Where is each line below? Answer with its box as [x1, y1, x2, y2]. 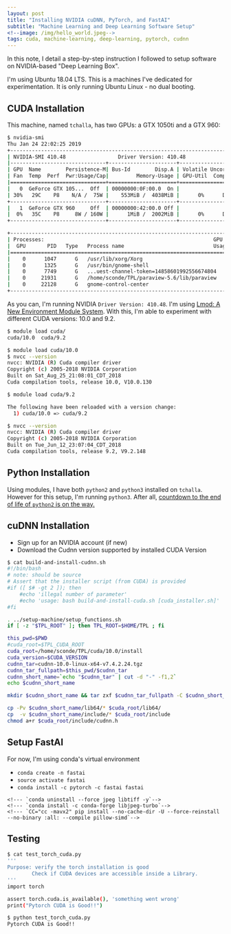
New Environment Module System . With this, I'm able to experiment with [7, 307, 212, 315]
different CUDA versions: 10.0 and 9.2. [7, 314, 115, 322]
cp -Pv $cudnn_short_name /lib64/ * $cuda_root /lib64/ [7, 705, 162, 712]
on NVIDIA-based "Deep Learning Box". [7, 62, 120, 70]
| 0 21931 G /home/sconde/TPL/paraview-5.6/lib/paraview [7, 275, 217, 282]
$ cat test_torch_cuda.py [7, 851, 81, 858]
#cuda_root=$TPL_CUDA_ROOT [7, 641, 85, 648]
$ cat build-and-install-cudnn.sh [7, 559, 107, 565]
